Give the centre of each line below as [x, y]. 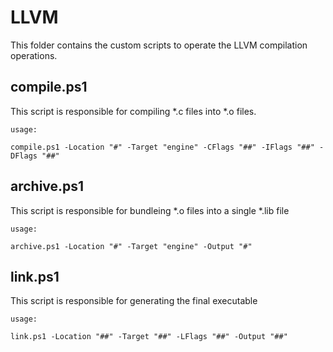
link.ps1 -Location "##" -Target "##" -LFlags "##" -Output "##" [149, 337]
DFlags [24, 156]
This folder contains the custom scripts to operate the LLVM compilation [159, 45]
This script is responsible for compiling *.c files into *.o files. [133, 111]
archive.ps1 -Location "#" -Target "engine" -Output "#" [131, 246]
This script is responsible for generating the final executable [134, 301]
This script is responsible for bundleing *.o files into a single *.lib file [150, 210]
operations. [34, 55]
